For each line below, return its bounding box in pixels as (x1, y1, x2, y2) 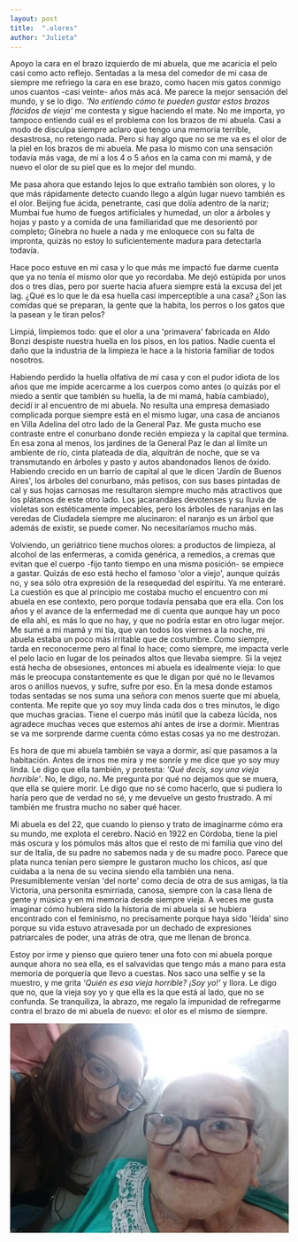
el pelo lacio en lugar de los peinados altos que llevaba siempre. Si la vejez (10, 652, 282, 664)
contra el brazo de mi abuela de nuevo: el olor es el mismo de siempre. (10, 1006, 268, 1017)
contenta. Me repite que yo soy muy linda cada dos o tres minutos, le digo (10, 700, 280, 711)
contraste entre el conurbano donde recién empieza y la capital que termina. (10, 428, 289, 439)
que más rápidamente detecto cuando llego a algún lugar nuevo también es (10, 189, 286, 199)
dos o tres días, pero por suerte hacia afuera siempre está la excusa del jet (10, 281, 282, 292)
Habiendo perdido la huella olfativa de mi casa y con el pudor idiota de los (10, 372, 280, 383)
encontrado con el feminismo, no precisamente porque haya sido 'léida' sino (10, 913, 289, 924)
